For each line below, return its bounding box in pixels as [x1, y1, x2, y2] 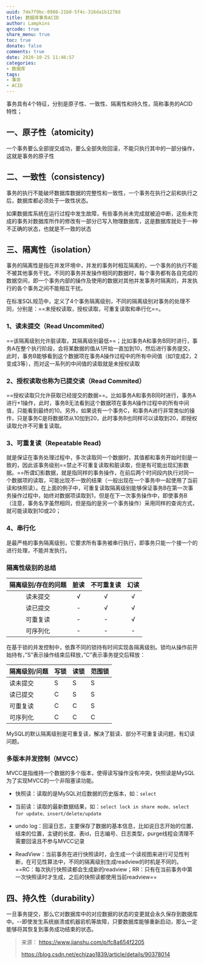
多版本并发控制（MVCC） [6, 754, 82, 763]
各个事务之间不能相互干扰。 [16, 285, 86, 292]
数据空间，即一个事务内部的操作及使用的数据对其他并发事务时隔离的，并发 [6, 277, 192, 284]
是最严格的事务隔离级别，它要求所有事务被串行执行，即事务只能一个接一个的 [6, 539, 198, 546]
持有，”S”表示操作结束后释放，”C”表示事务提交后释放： [11, 651, 146, 659]
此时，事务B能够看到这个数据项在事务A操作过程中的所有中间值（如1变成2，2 [6, 352, 198, 360]
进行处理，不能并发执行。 [6, 546, 70, 554]
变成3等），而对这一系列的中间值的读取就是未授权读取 [6, 360, 140, 367]
